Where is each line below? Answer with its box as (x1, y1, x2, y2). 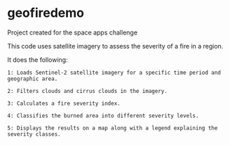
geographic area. (7, 75, 58, 82)
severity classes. (7, 130, 61, 138)
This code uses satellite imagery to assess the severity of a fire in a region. (7, 42, 224, 50)
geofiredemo (7, 5, 84, 21)
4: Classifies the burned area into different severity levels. (7, 112, 199, 119)
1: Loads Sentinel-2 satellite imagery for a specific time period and (7, 69, 221, 76)
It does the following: (7, 55, 68, 64)
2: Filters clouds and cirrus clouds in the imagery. (7, 87, 168, 94)
